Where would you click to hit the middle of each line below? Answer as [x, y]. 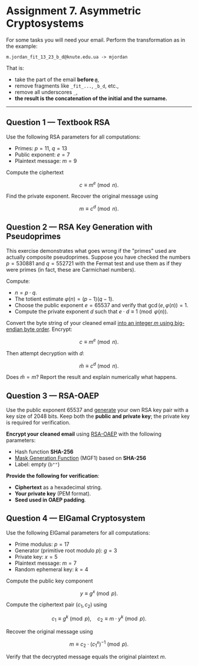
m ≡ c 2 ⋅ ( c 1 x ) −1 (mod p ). [99, 644]
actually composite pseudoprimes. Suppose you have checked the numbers [98, 257]
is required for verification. [38, 422]
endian [14, 329]
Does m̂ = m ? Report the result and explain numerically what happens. [92, 377]
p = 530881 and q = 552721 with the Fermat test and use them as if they [94, 263]
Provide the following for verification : [53, 476]
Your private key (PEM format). [53, 493]
